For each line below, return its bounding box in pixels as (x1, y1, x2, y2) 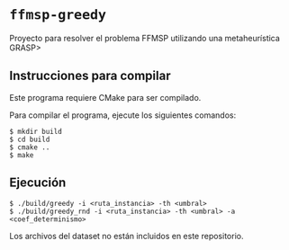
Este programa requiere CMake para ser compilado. (9, 92, 202, 103)
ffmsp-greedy (9, 6, 106, 23)
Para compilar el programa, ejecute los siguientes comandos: (9, 110, 237, 121)
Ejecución (9, 175, 67, 191)
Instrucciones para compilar (9, 68, 171, 84)
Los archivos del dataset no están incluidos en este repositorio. (9, 230, 244, 241)
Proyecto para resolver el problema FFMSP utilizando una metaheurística (9, 32, 281, 43)
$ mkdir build (9, 127, 63, 136)
